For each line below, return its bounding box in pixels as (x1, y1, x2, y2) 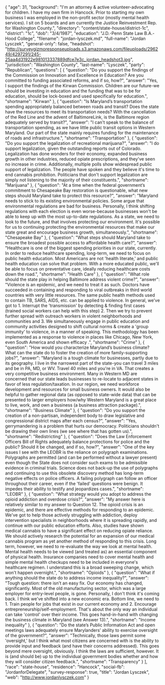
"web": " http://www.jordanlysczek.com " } (5, 675, 89, 680)
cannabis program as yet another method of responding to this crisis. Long (5, 538, 157, 544)
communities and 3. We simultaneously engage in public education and (5, 318, 150, 324)
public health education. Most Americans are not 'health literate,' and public (5, 256, 159, 261)
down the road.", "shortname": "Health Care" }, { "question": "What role (5, 271, 150, 277)
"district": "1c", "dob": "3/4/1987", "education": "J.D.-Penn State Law (5, 31, 143, 36)
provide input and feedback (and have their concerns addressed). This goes (5, 643, 160, 649)
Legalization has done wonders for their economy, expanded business (5, 151, 147, 157)
